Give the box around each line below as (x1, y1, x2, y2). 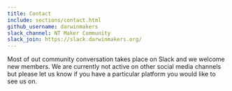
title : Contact (7, 10, 52, 17)
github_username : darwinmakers (7, 23, 99, 30)
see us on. (7, 77, 37, 85)
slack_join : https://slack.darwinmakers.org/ (7, 36, 142, 43)
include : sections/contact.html (7, 17, 101, 24)
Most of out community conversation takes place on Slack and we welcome (7, 55, 225, 63)
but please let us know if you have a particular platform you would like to (7, 70, 217, 78)
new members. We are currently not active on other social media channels (7, 63, 222, 71)
